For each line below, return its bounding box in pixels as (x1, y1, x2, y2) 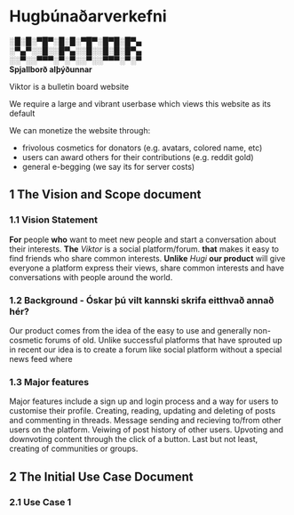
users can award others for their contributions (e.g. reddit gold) (21, 151, 255, 162)
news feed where (9, 353, 73, 364)
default (9, 108, 36, 118)
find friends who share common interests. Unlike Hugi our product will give (9, 253, 286, 263)
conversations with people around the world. (9, 271, 173, 282)
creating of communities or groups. (9, 443, 139, 455)
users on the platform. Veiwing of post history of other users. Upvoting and (9, 424, 284, 435)
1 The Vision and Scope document (9, 187, 202, 202)
